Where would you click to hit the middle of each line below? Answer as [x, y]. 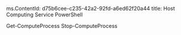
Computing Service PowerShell [45, 15]
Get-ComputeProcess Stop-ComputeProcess [62, 26]
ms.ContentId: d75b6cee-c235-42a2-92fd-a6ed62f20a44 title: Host [90, 8]
